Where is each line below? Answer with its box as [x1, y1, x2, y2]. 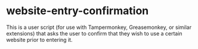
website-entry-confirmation [6, 4, 149, 18]
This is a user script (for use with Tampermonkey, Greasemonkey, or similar [6, 24, 192, 31]
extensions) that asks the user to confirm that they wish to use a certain [6, 30, 183, 37]
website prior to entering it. [6, 36, 73, 43]
